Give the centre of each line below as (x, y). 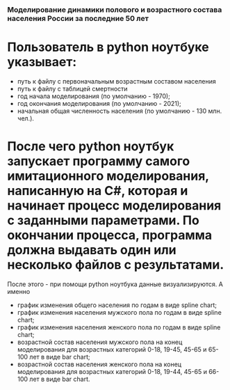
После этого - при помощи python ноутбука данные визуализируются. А (115, 284)
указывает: (42, 62)
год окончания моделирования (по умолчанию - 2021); (99, 103)
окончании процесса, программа (110, 235)
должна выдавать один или (92, 250)
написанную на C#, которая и (98, 191)
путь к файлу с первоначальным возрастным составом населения (117, 81)
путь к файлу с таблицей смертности (72, 88)
